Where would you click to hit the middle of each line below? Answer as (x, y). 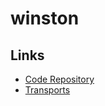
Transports (47, 90)
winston (45, 18)
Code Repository (59, 79)
